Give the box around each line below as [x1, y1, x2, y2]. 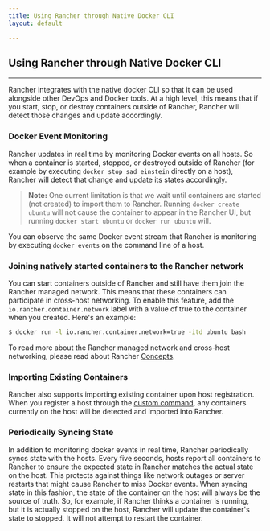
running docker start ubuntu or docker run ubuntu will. [27, 216, 211, 225]
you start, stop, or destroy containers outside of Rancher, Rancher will [8, 102, 240, 112]
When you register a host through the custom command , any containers [8, 398, 247, 408]
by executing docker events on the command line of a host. [8, 240, 205, 249]
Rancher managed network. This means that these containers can [8, 286, 227, 296]
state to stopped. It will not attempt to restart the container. [8, 513, 203, 523]
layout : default [8, 19, 63, 27]
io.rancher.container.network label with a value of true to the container [8, 303, 247, 314]
